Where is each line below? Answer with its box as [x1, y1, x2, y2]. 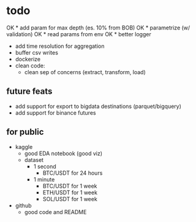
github [15, 202, 32, 209]
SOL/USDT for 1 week [42, 195, 98, 202]
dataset [24, 156, 44, 163]
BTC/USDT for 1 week [42, 182, 97, 189]
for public [6, 127, 44, 137]
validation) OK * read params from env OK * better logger [6, 30, 151, 37]
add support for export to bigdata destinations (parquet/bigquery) [15, 102, 182, 110]
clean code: [15, 62, 45, 69]
